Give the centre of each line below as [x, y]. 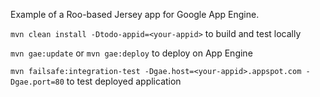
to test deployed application [124, 81]
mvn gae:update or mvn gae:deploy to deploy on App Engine [131, 53]
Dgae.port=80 [37, 82]
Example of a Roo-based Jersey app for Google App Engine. [135, 14]
